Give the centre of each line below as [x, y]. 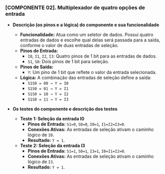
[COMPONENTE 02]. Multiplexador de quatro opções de [75, 8]
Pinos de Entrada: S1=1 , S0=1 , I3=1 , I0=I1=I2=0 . [76, 151]
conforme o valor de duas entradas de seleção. [69, 46]
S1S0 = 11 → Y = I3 [48, 100]
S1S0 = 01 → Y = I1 [48, 89]
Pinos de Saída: [37, 67]
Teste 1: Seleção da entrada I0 [52, 119]
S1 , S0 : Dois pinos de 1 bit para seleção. [68, 62]
